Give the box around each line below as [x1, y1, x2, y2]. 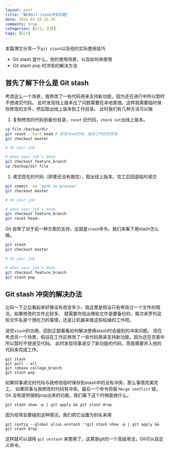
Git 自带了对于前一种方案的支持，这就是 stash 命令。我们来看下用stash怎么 [5, 226, 159, 232]
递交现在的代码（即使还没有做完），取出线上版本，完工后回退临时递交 [12, 173, 157, 180]
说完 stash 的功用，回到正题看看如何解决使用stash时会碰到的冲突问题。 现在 [5, 327, 162, 334]
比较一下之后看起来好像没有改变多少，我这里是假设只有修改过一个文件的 [5, 304, 156, 310]
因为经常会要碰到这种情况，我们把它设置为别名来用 [5, 412, 112, 418]
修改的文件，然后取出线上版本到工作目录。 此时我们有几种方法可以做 [9, 106, 153, 112]
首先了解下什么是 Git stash [5, 79, 89, 88]
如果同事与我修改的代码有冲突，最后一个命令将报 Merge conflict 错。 [15, 386, 161, 392]
